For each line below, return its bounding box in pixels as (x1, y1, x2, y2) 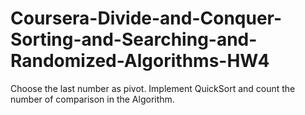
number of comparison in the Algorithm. (10, 93, 175, 105)
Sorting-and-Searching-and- (10, 28, 258, 51)
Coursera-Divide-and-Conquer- (10, 7, 283, 30)
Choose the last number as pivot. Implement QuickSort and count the (10, 82, 296, 94)
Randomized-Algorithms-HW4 (10, 50, 270, 72)
